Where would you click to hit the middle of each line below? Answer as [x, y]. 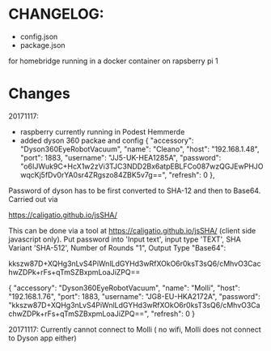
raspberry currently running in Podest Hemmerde [102, 131]
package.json [43, 45]
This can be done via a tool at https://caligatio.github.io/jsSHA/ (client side [132, 230]
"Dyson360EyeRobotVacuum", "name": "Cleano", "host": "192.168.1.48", [140, 149]
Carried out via [33, 199]
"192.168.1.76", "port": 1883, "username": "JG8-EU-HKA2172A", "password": [134, 296]
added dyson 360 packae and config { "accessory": [107, 140]
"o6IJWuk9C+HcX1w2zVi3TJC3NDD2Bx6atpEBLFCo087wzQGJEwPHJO [142, 166]
